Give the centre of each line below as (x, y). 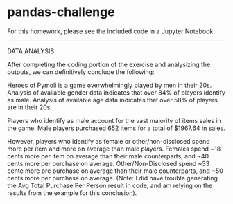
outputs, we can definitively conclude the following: (81, 72)
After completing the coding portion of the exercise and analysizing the (109, 64)
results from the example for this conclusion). (72, 193)
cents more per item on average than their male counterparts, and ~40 (108, 156)
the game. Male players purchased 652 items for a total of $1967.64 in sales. (116, 128)
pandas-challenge (61, 12)
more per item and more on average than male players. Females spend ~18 (114, 149)
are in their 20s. (30, 107)
